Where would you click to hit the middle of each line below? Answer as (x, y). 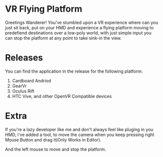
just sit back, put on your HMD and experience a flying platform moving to (79, 27)
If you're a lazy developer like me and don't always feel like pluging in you (79, 129)
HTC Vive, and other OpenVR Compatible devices (62, 96)
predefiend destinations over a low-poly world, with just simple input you (78, 33)
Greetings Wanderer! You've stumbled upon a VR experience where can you (82, 22)
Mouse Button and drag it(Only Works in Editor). (53, 139)
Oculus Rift (23, 91)
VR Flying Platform (44, 9)
